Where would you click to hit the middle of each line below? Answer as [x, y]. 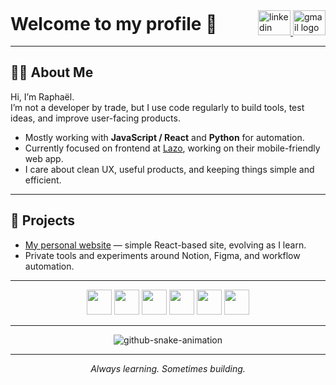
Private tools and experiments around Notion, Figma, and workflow [162, 255]
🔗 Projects [43, 220]
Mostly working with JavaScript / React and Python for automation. [164, 137]
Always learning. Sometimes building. [168, 368]
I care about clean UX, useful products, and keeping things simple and [169, 169]
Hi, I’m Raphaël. [42, 96]
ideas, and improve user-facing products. [95, 118]
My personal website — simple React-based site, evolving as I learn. [165, 245]
